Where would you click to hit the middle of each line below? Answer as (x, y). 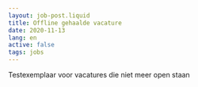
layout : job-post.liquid (49, 15)
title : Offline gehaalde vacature (65, 23)
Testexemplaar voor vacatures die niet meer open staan (99, 75)
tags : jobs (26, 52)
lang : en (23, 38)
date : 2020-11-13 (37, 30)
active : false (32, 45)
